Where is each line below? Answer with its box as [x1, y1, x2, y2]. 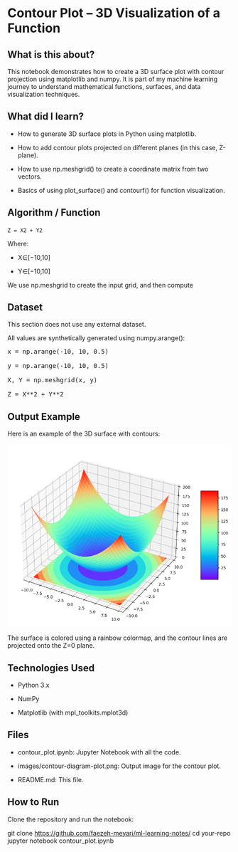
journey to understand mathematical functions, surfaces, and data [7, 83, 201, 90]
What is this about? [7, 48, 95, 61]
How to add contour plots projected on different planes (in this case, [17, 143, 218, 152]
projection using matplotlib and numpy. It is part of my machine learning [7, 75, 218, 83]
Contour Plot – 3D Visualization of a [7, 5, 220, 21]
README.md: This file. [17, 775, 84, 784]
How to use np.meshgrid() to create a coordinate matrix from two [17, 164, 209, 173]
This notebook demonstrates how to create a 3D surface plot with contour [7, 68, 225, 75]
